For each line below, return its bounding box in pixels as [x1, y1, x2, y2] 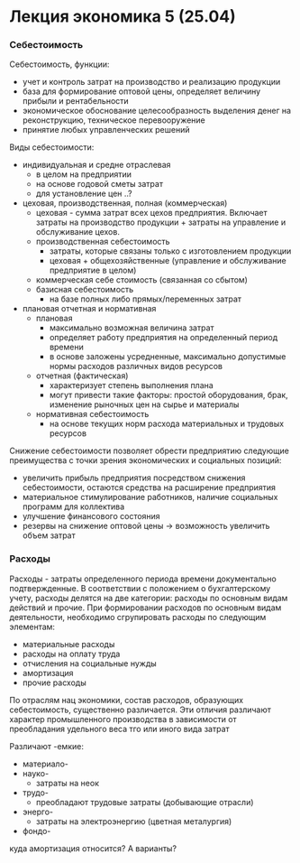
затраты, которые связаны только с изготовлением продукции [49, 246, 292, 256]
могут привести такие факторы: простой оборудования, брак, [49, 390, 288, 401]
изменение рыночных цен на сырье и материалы [49, 399, 240, 410]
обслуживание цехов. [35, 227, 120, 237]
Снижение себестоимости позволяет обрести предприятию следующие [9, 445, 290, 457]
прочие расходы [22, 677, 87, 688]
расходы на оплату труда [22, 648, 121, 659]
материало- [22, 758, 69, 769]
